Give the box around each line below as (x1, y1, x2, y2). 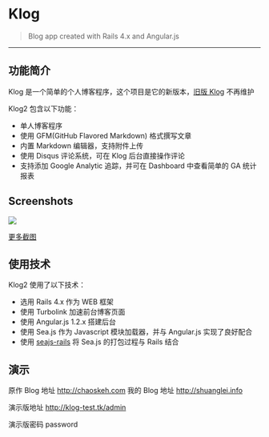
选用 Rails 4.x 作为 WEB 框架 (19, 297, 114, 307)
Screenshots (8, 194, 74, 208)
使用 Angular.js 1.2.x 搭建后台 (19, 317, 116, 327)
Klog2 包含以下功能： (8, 103, 79, 113)
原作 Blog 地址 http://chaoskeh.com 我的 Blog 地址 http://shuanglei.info (8, 386, 243, 395)
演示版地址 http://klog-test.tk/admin (8, 403, 126, 412)
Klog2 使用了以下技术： (8, 280, 86, 290)
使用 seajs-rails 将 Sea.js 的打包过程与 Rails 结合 (19, 337, 179, 347)
